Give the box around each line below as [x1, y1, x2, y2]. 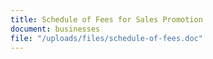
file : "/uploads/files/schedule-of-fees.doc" [10, 33, 203, 43]
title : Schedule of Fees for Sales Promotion [10, 14, 203, 25]
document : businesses [10, 24, 101, 34]
